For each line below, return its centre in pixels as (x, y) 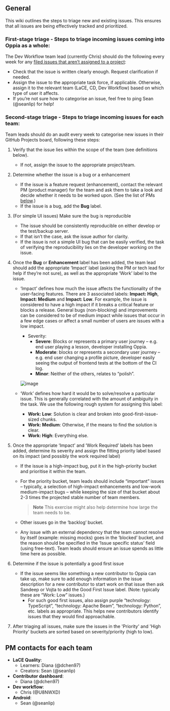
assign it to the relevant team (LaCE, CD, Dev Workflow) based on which (88, 88)
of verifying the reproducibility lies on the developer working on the (91, 247)
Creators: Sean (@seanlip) (48, 671)
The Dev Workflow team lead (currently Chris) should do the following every (85, 57)
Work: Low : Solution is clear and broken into (74, 414)
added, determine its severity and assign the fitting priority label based (87, 451)
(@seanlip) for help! (33, 104)
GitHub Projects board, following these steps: (53, 140)
